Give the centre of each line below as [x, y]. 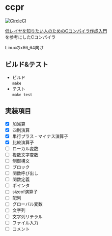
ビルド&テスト [27, 65]
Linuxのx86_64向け [25, 47]
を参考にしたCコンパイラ [30, 37]
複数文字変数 [25, 155]
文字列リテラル [27, 216]
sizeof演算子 [25, 192]
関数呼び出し [25, 173]
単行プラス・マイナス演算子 [40, 136]
